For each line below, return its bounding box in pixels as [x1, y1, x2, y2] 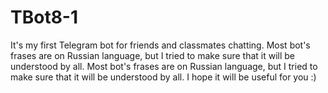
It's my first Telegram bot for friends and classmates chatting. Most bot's [10, 39, 311, 51]
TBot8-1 [10, 6, 79, 29]
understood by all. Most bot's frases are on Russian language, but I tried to [10, 60, 318, 72]
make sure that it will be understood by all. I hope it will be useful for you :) [10, 71, 317, 83]
